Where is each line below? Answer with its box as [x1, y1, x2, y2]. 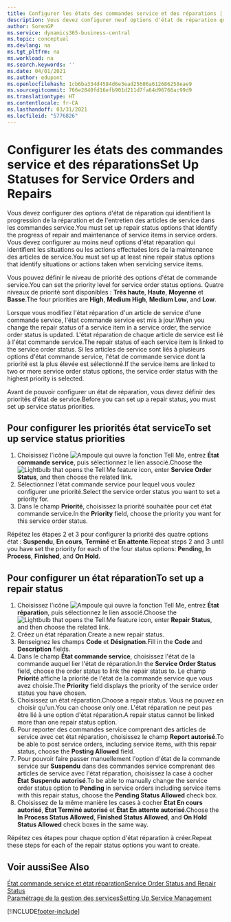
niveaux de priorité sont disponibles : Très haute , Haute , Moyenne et [7, 288, 204, 296]
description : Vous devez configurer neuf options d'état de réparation [7, 17, 217, 23]
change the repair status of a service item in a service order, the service [7, 323, 212, 331]
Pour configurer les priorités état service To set [7, 422, 212, 433]
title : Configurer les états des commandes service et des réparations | [7, 10, 223, 17]
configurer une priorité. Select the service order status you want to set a [16, 488, 221, 496]
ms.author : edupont [7, 74, 63, 81]
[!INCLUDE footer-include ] [7, 908, 80, 915]
